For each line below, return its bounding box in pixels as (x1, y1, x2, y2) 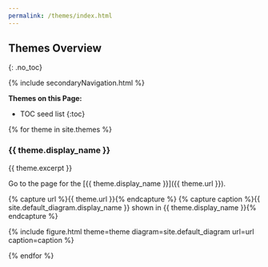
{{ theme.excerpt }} (8, 163, 73, 172)
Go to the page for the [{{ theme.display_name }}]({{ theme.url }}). (8, 178, 226, 188)
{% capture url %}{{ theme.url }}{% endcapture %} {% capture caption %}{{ (8, 194, 261, 204)
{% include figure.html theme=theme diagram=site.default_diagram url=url (8, 226, 254, 237)
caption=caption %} (8, 235, 74, 245)
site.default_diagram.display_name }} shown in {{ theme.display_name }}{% (8, 202, 257, 212)
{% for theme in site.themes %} (8, 125, 112, 135)
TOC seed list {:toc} (19, 109, 86, 119)
